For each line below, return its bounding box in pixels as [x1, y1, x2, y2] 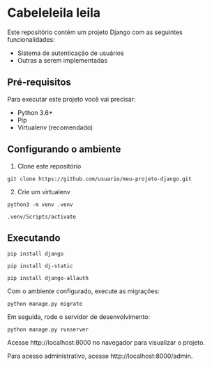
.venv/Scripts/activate [7, 213, 77, 220]
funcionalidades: [7, 35, 56, 43]
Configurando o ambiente [7, 143, 121, 155]
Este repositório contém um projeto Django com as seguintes [7, 28, 183, 36]
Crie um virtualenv [17, 187, 71, 196]
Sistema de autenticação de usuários [17, 49, 124, 57]
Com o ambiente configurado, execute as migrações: [7, 287, 160, 295]
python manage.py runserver [7, 326, 89, 334]
